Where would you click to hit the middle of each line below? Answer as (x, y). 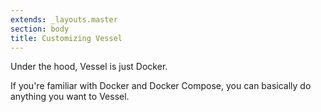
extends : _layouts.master (64, 19)
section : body (40, 29)
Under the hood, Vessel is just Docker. (89, 67)
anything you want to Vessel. (70, 97)
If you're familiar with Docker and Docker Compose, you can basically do (161, 86)
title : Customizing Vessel (66, 38)
